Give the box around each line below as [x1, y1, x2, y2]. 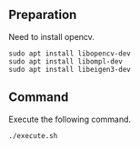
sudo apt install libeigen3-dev [8, 65, 131, 74]
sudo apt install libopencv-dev [8, 49, 131, 58]
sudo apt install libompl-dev [8, 56, 124, 66]
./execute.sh [8, 131, 58, 140]
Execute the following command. [8, 114, 132, 124]
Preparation [8, 7, 77, 23]
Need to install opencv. [8, 31, 95, 42]
